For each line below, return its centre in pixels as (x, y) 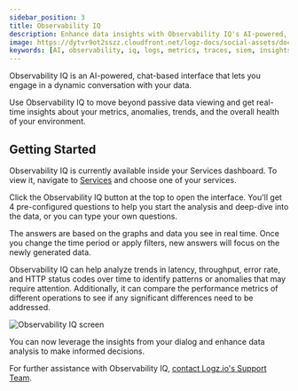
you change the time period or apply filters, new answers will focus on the (145, 243)
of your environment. (47, 122)
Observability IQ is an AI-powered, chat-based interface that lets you (135, 76)
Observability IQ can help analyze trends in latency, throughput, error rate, (145, 269)
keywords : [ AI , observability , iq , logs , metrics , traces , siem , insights (150, 51)
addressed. (30, 307)
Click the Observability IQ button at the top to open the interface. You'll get (145, 197)
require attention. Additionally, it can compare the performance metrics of (144, 288)
